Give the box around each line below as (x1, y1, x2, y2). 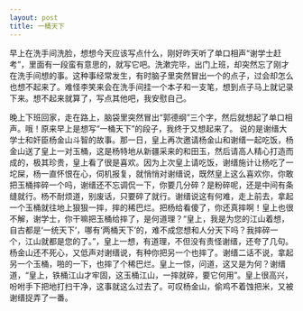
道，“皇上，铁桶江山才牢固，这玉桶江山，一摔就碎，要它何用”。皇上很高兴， (9, 270, 293, 280)
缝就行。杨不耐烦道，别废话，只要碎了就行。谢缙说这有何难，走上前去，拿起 (9, 190, 294, 201)
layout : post (9, 13, 59, 23)
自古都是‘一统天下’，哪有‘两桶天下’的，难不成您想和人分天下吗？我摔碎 (9, 224, 271, 235)
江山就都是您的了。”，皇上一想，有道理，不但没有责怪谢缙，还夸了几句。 (24, 235, 294, 246)
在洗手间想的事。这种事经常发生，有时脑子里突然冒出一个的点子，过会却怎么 (9, 69, 294, 81)
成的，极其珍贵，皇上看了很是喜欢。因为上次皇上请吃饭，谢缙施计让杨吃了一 (9, 157, 294, 168)
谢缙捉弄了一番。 (9, 292, 73, 303)
